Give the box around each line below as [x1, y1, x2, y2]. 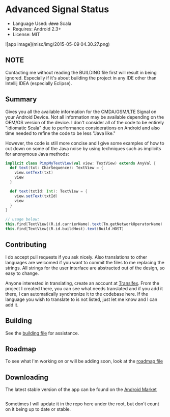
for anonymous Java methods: [5, 151, 70, 157]
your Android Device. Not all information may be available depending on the [5, 114, 164, 120]
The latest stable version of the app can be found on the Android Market [5, 386, 157, 393]
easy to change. [5, 270, 39, 276]
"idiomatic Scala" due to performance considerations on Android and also [5, 125, 160, 131]
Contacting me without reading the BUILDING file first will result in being [5, 69, 157, 75]
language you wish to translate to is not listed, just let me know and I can [5, 296, 158, 302]
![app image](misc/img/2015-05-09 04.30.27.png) [5, 41, 110, 47]
